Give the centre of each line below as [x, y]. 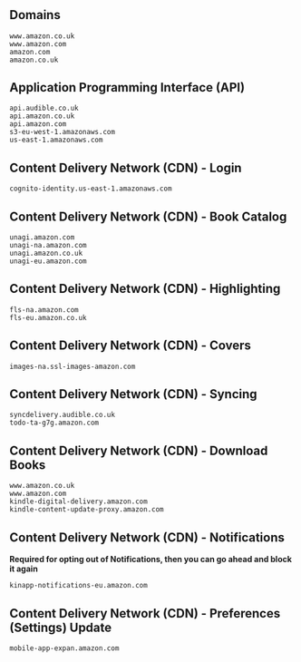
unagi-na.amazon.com [49, 246]
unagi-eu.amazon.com [49, 261]
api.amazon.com [38, 124]
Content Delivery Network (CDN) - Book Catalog [148, 216]
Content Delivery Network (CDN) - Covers [130, 346]
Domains [35, 15]
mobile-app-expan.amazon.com [64, 648]
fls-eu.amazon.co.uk [49, 317]
